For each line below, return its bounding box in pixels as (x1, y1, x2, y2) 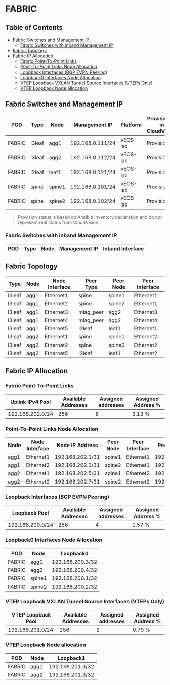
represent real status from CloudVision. (17, 219, 100, 225)
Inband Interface (103, 245, 144, 252)
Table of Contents (5, 23, 63, 32)
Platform (120, 121, 142, 128)
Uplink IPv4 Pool (10, 398, 51, 405)
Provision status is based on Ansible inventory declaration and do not (17, 214, 162, 220)
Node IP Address (56, 441, 98, 449)
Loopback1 (57, 655, 86, 662)
